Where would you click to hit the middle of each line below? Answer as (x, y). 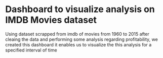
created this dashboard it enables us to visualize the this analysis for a (78, 44)
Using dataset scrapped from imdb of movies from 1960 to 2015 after (77, 34)
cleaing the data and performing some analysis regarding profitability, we (81, 39)
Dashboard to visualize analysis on (80, 9)
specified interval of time (31, 50)
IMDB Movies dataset (51, 20)
